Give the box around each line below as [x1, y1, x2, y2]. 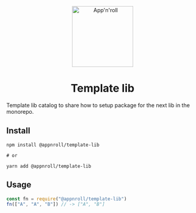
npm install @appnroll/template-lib [6, 142, 100, 148]
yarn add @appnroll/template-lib [6, 163, 92, 169]
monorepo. [6, 108, 34, 115]
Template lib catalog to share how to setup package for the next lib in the [6, 101, 191, 109]
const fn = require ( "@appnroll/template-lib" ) [6, 195, 127, 202]
